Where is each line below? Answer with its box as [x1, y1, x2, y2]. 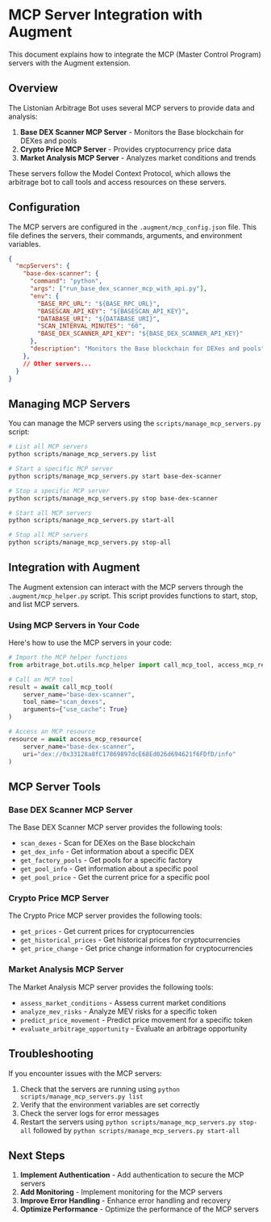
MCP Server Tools [8, 780, 101, 793]
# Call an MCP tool [8, 676, 74, 684]
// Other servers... [23, 359, 92, 368]
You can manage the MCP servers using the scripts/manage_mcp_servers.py [8, 418, 261, 429]
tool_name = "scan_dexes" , [23, 698, 106, 706]
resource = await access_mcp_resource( [8, 734, 143, 743]
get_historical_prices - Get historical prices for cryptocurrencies [19, 935, 240, 945]
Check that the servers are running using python [19, 1084, 180, 1094]
